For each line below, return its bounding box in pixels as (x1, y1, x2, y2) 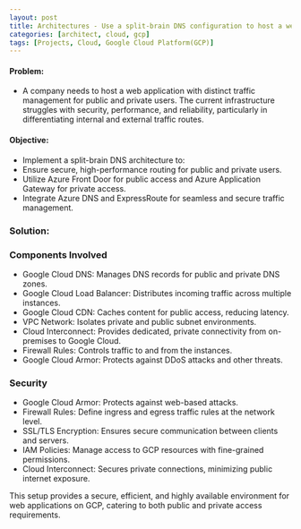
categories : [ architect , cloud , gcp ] (9, 30, 150, 38)
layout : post (9, 13, 58, 22)
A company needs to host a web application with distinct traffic (21, 86, 256, 97)
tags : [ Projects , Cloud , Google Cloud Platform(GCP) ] (9, 38, 215, 47)
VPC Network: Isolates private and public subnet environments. (21, 316, 257, 327)
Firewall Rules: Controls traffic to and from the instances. (21, 345, 233, 355)
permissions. (21, 454, 70, 465)
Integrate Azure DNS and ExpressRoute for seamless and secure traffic (21, 192, 285, 203)
